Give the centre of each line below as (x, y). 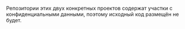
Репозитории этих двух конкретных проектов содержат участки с (89, 8)
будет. (14, 20)
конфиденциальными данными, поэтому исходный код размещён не (92, 14)
